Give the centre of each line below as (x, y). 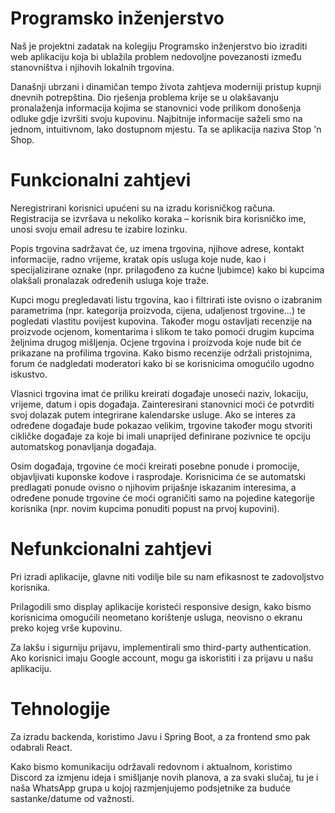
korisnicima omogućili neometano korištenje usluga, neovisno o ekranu (156, 617)
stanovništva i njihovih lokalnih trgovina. (92, 67)
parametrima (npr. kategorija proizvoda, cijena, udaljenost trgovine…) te (158, 310)
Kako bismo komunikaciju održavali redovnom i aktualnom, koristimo (151, 766)
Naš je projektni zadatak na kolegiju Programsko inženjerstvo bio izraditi (159, 46)
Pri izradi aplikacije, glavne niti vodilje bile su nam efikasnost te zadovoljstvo (167, 576)
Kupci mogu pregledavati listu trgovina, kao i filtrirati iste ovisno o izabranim (166, 299)
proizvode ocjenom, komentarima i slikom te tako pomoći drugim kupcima (162, 331)
